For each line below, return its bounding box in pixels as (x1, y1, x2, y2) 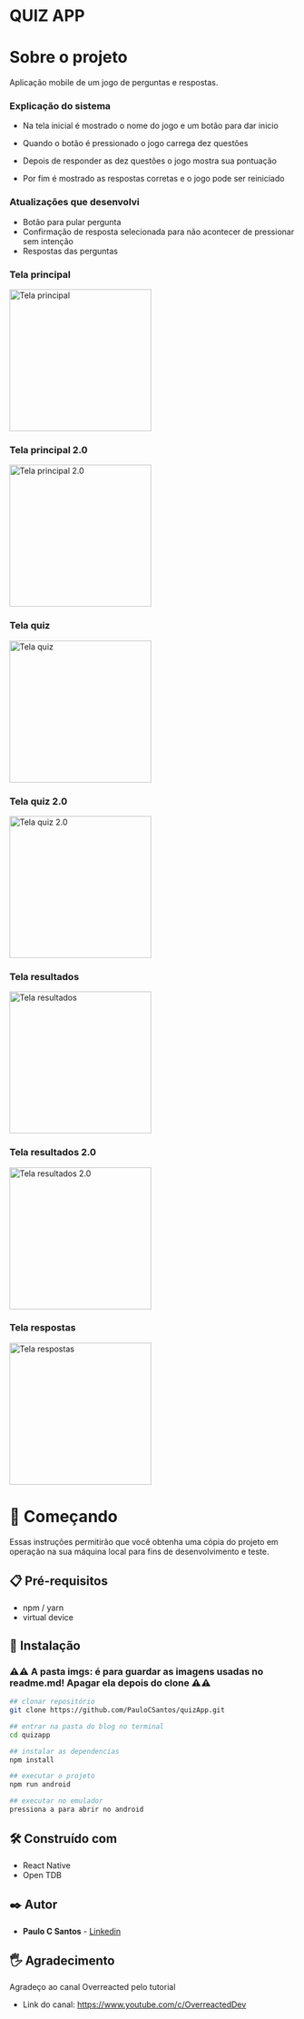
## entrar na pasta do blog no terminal (9, 1722, 165, 1731)
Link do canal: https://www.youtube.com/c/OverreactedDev (22, 1999, 247, 2010)
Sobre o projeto (9, 47, 128, 68)
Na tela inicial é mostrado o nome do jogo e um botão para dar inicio (22, 120, 279, 132)
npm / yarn (22, 1602, 64, 1613)
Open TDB (22, 1869, 62, 1880)
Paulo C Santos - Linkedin (22, 1925, 122, 1936)
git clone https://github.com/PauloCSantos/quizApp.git (9, 1706, 225, 1715)
